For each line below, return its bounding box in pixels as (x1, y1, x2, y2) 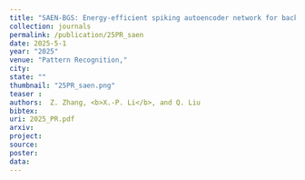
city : (9, 65, 30, 74)
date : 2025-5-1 (9, 38, 67, 48)
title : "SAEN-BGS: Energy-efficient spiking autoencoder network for (9, 13, 279, 23)
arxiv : (9, 124, 34, 133)
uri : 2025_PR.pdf (9, 115, 75, 124)
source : (9, 140, 39, 149)
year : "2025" (9, 47, 59, 56)
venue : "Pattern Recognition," (9, 55, 128, 65)
